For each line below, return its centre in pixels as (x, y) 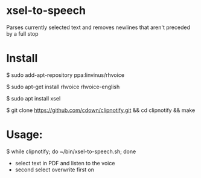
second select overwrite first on (55, 170)
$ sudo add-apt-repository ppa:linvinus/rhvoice (65, 75)
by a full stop (22, 33)
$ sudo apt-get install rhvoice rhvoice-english (63, 87)
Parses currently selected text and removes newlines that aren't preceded (98, 27)
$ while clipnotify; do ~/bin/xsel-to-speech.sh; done (71, 151)
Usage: (25, 135)
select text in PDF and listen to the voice (65, 163)
